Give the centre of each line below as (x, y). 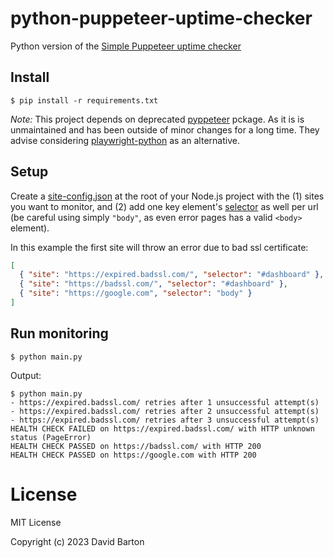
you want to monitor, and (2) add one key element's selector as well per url (164, 206)
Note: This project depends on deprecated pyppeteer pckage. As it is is (157, 119)
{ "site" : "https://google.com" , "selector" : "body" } (136, 293)
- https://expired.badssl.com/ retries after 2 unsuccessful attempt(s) (165, 411)
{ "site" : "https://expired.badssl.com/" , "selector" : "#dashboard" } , (172, 275)
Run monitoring (59, 333)
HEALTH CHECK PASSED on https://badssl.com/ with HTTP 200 (136, 446)
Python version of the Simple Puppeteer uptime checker (126, 46)
